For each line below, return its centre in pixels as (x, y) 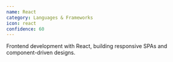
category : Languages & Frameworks (50, 18)
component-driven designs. (41, 53)
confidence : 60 (25, 29)
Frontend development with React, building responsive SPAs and (87, 46)
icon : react (21, 23)
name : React (21, 12)
